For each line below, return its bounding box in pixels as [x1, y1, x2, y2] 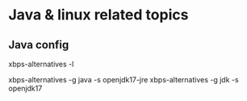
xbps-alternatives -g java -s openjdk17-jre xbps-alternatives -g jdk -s [8, 75, 240, 84]
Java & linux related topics [8, 6, 189, 24]
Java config [8, 38, 69, 52]
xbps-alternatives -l [8, 59, 74, 69]
